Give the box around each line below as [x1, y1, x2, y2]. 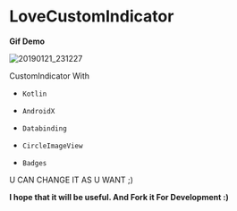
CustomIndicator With [9, 70, 90, 81]
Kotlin [21, 89, 47, 98]
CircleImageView [21, 141, 83, 150]
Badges [21, 158, 47, 167]
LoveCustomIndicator [9, 6, 174, 27]
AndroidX [21, 106, 55, 115]
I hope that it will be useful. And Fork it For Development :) [9, 191, 230, 202]
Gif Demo [9, 36, 45, 46]
